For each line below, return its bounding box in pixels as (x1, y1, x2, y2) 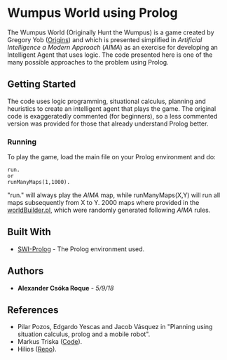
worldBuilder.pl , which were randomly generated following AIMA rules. (7, 206, 211, 215)
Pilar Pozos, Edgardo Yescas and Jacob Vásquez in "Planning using (17, 323, 213, 331)
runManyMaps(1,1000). (7, 179, 71, 186)
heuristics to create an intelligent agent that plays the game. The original (7, 104, 216, 113)
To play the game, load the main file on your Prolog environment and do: (7, 153, 216, 161)
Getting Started (7, 79, 76, 91)
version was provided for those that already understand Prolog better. (7, 119, 209, 128)
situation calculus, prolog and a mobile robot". (17, 330, 151, 338)
